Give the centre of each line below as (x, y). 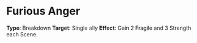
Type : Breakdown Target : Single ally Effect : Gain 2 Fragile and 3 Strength (99, 28)
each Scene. (22, 34)
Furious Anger (43, 11)
